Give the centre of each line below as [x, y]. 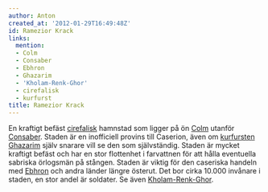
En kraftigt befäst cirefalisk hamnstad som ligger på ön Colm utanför [122, 129]
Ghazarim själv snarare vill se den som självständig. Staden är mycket [124, 145]
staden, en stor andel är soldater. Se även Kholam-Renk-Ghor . [111, 180]
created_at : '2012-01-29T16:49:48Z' [70, 23]
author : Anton [32, 16]
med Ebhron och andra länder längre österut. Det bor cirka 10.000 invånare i [134, 171]
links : [19, 38]
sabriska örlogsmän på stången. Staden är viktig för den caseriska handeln [133, 162]
